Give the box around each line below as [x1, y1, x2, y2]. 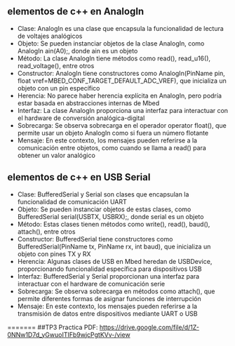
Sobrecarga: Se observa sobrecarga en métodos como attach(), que [17, 287, 215, 295]
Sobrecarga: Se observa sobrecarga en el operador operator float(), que [17, 121, 227, 129]
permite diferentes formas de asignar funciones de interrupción [17, 294, 201, 302]
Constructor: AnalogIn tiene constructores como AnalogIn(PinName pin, [17, 69, 226, 77]
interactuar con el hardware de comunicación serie [17, 279, 166, 288]
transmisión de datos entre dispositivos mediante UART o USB [17, 309, 198, 318]
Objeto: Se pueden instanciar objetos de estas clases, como [17, 205, 192, 213]
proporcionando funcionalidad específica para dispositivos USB [17, 265, 202, 273]
